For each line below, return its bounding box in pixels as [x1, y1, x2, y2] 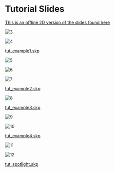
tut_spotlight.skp [5, 161, 38, 167]
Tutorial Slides [5, 3, 65, 15]
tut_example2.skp [5, 85, 40, 91]
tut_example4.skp [5, 133, 40, 138]
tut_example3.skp [5, 104, 40, 110]
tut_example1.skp [5, 48, 40, 54]
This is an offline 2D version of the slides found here [5, 19, 110, 25]
